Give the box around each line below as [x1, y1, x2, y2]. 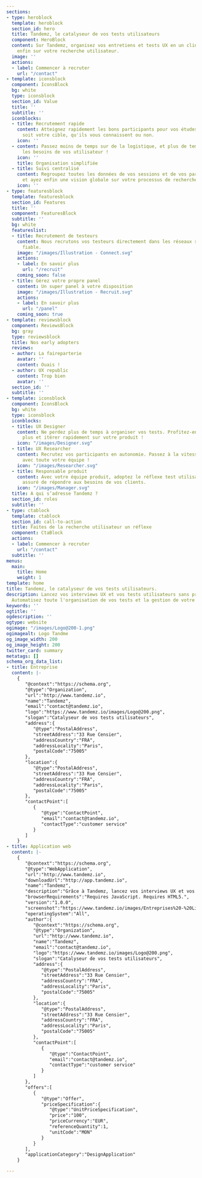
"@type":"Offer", [41, 1095, 85, 1101]
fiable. [22, 244, 42, 250]
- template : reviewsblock [6, 317, 71, 323]
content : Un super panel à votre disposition [17, 283, 133, 289]
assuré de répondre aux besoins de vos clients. [22, 480, 147, 486]
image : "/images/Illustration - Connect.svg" [17, 249, 133, 256]
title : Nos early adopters [11, 339, 79, 345]
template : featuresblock [11, 193, 74, 199]
